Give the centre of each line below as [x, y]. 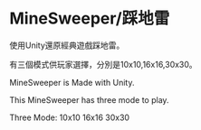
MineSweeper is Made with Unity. [72, 82]
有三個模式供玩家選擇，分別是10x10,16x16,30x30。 [103, 64]
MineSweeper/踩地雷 [90, 19]
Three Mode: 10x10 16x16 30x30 [69, 117]
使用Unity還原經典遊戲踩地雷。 [67, 45]
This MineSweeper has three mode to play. [89, 99]
